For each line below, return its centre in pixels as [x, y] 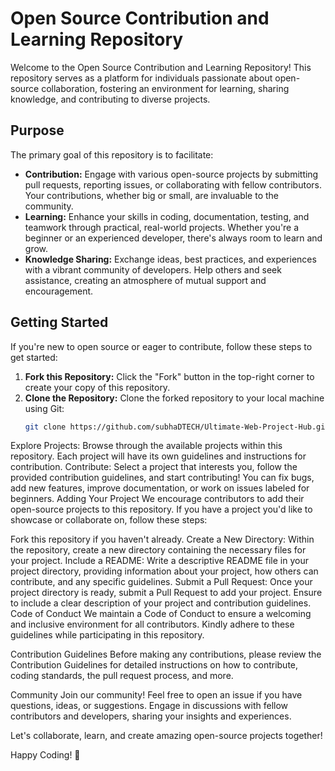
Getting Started [59, 322]
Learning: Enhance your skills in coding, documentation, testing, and [167, 216]
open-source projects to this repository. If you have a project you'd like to [161, 509]
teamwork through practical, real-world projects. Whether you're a [162, 227]
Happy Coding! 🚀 [45, 755]
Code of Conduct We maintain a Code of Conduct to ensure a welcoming [161, 614]
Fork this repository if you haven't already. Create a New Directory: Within [162, 539]
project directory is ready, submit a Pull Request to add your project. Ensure [166, 593]
